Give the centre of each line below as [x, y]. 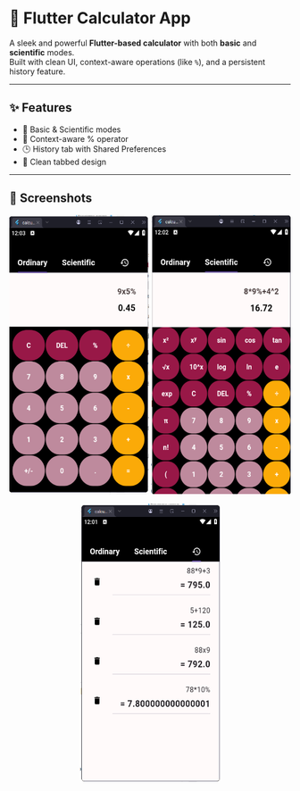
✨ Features [41, 108]
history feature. [37, 71]
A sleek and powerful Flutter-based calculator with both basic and [133, 43]
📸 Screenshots [51, 199]
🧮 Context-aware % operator [75, 138]
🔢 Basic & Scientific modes [71, 129]
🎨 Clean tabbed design [64, 162]
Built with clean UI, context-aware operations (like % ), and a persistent [137, 62]
